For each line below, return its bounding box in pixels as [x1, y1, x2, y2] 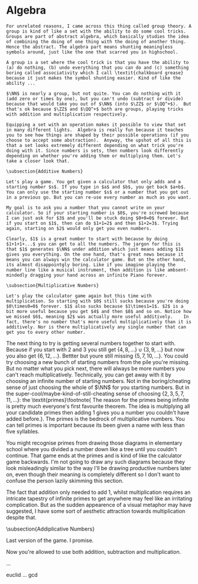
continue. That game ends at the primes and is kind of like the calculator [6, 452, 182, 459]
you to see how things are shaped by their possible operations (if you [6, 132, 189, 138]
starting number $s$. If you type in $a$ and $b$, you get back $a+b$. [6, 184, 186, 190]
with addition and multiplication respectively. [6, 111, 128, 117]
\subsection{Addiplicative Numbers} [6, 525, 95, 532]
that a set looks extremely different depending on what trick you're [6, 142, 184, 148]
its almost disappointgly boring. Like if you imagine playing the [6, 261, 176, 267]
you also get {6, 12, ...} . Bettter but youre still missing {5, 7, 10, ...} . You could [6, 352, 189, 359]
